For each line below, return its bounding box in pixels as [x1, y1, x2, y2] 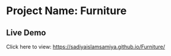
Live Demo [6, 28, 46, 38]
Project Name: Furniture [6, 4, 127, 18]
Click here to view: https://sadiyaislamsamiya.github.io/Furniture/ [6, 43, 165, 50]
